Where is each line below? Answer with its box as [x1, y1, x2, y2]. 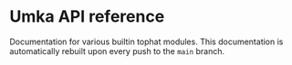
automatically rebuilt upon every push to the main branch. [9, 45, 225, 56]
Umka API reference [9, 6, 165, 27]
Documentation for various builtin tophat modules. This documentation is [9, 36, 284, 47]
